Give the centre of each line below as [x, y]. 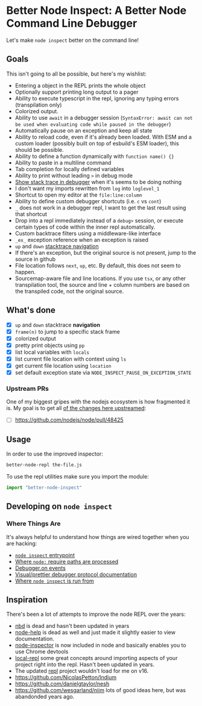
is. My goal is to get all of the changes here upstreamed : [76, 408]
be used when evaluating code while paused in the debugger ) [93, 124]
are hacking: [22, 543]
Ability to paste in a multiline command [63, 162]
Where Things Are [34, 524]
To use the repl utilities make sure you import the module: [77, 477]
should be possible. [39, 149]
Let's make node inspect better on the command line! [73, 40]
